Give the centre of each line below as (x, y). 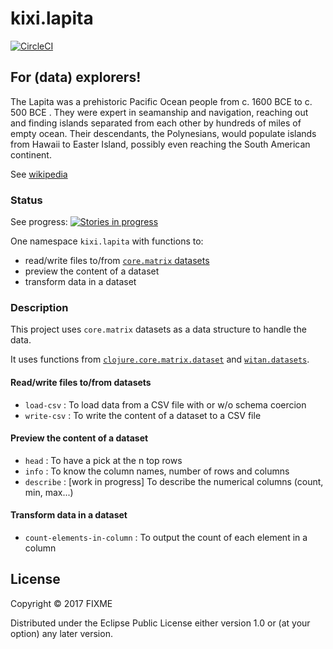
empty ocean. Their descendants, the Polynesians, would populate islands (163, 133)
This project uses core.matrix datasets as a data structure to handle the (158, 329)
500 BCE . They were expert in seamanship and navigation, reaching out (159, 112)
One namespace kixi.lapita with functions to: (107, 241)
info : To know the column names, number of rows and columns (157, 471)
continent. (31, 154)
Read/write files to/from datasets (81, 382)
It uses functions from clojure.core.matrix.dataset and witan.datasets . (160, 359)
